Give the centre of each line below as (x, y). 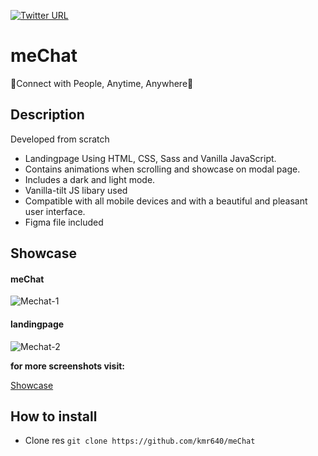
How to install (54, 416)
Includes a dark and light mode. (90, 179)
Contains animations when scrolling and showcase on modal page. (162, 169)
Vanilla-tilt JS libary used (76, 190)
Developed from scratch (60, 139)
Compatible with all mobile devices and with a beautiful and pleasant (166, 201)
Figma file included (64, 222)
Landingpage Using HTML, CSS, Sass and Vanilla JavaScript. (150, 158)
